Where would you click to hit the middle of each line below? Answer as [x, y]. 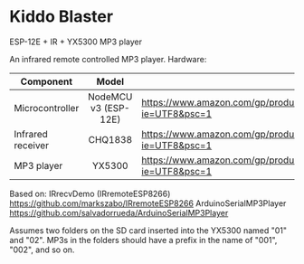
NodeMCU [110, 97]
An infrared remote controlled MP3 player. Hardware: [108, 59]
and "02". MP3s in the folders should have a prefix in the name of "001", [143, 240]
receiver [32, 145]
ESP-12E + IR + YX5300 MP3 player [76, 42]
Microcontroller [47, 108]
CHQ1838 [110, 139]
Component [47, 81]
